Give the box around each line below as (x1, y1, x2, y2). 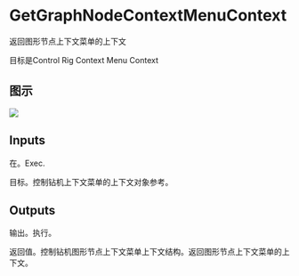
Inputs (9, 133, 46, 148)
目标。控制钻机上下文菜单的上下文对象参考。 (9, 176, 174, 187)
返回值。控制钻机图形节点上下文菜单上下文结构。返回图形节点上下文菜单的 (9, 247, 282, 257)
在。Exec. (9, 158, 45, 168)
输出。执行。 (9, 228, 56, 239)
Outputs (9, 202, 56, 218)
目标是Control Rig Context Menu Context (9, 54, 158, 65)
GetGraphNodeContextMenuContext (9, 5, 287, 26)
